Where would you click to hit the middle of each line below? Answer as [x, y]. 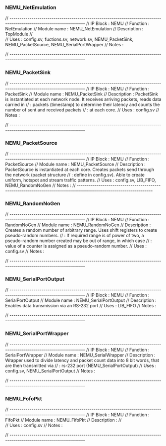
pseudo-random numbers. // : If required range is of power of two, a [75, 236]
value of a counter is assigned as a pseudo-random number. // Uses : [76, 246]
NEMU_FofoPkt [24, 398]
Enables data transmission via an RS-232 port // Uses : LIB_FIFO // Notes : [81, 306]
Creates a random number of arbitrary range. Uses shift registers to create [81, 230]
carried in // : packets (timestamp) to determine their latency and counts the [83, 104]
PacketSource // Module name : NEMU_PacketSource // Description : [76, 164]
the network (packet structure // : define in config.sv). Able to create [75, 175]
